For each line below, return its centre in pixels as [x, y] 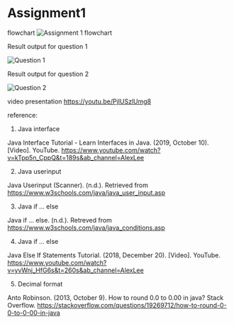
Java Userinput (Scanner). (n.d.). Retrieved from [78, 185]
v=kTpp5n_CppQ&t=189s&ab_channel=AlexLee [76, 157]
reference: [22, 115]
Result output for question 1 [48, 46]
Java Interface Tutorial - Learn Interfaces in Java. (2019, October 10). [108, 143]
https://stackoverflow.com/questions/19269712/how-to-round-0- [132, 305]
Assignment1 [47, 13]
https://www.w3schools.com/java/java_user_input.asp [86, 192]
